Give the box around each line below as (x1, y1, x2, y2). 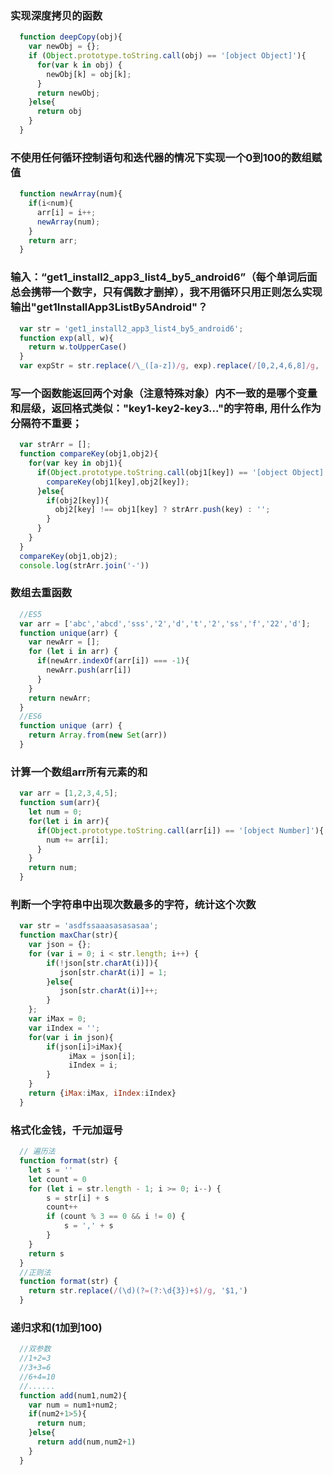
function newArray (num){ (19, 189, 123, 199)
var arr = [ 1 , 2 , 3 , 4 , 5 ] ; (19, 788, 118, 799)
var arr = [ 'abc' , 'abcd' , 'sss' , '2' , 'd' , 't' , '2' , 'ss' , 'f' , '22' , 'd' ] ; (19, 618, 311, 629)
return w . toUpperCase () (28, 342, 128, 352)
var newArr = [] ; (28, 637, 101, 647)
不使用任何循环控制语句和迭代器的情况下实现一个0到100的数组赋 (10, 150, 323, 164)
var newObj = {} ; (28, 42, 101, 52)
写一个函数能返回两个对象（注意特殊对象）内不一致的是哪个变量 (10, 386, 318, 400)
